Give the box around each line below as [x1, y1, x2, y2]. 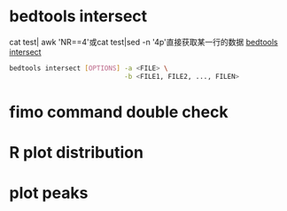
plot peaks [9, 184, 89, 203]
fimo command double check [9, 102, 229, 121]
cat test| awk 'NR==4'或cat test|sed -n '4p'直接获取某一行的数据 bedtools [9, 36, 278, 47]
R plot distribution [9, 143, 144, 163]
